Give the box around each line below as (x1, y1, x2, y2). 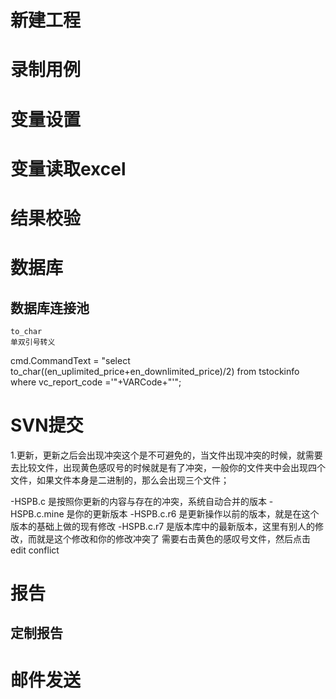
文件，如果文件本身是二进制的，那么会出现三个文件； (10, 474, 230, 486)
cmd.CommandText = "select (10, 354, 131, 366)
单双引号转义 (10, 337, 56, 347)
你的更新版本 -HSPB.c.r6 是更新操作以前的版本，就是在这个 (74, 507, 320, 520)
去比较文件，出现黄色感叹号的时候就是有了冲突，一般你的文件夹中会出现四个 (10, 461, 326, 473)
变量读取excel (10, 157, 127, 180)
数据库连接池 (10, 299, 90, 316)
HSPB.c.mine (10, 507, 65, 520)
